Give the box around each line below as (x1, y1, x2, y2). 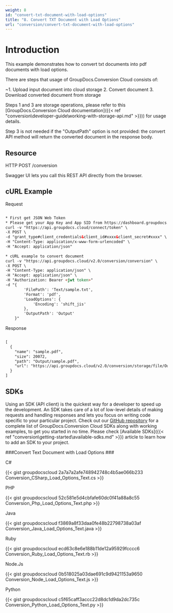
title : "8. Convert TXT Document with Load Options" (5, 17, 121, 22)
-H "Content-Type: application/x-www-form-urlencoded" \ (5, 239, 130, 244)
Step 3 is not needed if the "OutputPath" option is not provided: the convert (5, 128, 166, 134)
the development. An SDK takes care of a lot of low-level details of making (5, 406, 163, 412)
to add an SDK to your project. (5, 439, 70, 445)
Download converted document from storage (5, 92, 101, 98)
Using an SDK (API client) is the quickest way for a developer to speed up (5, 401, 161, 407)
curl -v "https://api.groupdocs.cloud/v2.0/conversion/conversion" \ (5, 258, 158, 264)
